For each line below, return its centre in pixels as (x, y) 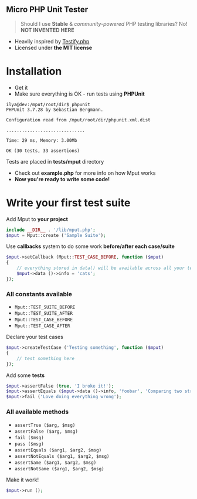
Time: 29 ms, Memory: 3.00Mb (42, 140)
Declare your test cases (35, 337)
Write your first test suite (68, 203)
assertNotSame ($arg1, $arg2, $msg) (59, 469)
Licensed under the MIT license (53, 47)
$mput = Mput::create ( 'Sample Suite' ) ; (56, 235)
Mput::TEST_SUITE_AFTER (44, 314)
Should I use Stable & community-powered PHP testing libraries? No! (104, 23)
